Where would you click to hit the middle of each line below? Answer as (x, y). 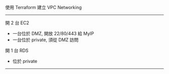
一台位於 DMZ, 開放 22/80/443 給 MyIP (53, 33)
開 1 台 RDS (17, 50)
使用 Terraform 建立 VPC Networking (44, 7)
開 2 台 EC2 (17, 23)
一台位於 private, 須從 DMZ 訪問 (46, 40)
